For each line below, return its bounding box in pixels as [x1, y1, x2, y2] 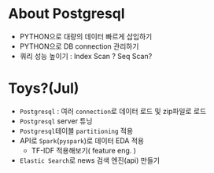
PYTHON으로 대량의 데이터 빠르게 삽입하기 [19, 31, 153, 41]
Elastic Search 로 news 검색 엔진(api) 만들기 [19, 155, 160, 165]
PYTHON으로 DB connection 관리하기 [19, 41, 139, 51]
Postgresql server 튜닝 [19, 116, 93, 126]
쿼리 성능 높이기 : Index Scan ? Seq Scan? [19, 51, 153, 61]
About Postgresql [8, 5, 125, 23]
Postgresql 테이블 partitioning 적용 [19, 126, 134, 135]
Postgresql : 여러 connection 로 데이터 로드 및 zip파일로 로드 [19, 106, 207, 116]
